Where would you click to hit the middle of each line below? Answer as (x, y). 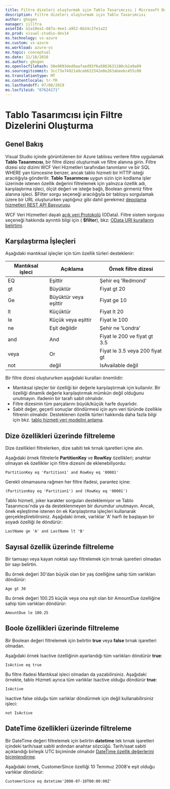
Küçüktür (60, 312)
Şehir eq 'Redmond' (123, 281)
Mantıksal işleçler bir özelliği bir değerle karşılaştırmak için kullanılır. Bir (87, 388)
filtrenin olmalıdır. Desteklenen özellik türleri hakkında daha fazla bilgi (84, 415)
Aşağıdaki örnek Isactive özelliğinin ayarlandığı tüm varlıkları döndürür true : (84, 655)
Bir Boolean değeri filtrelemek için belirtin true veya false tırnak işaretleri (81, 640)
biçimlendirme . (21, 757)
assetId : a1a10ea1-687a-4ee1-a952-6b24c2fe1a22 (56, 29)
